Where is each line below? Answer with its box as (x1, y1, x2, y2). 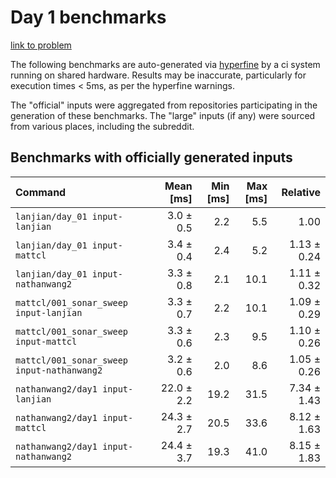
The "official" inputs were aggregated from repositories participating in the (10, 99, 318, 111)
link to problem (10, 39, 72, 51)
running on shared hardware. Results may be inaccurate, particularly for (10, 69, 307, 81)
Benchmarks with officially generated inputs (10, 149, 293, 166)
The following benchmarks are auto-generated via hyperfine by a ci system (10, 58, 321, 70)
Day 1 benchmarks (10, 6, 167, 29)
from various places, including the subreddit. (10, 120, 195, 132)
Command (15, 185, 67, 199)
